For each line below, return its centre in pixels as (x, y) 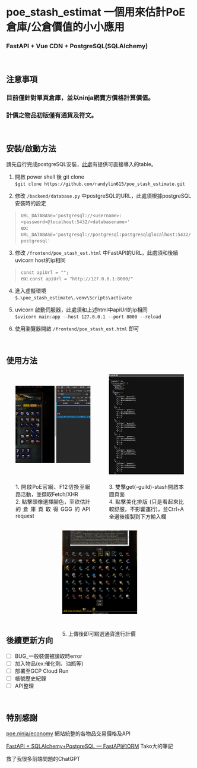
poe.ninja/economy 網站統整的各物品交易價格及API (68, 733)
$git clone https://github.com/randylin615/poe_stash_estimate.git (100, 184)
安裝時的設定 (30, 203)
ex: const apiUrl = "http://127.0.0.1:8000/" (77, 278)
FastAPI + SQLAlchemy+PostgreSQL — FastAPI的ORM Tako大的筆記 (90, 746)
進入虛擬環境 (30, 291)
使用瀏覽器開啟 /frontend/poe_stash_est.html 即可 (77, 329)
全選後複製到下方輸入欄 (138, 516)
